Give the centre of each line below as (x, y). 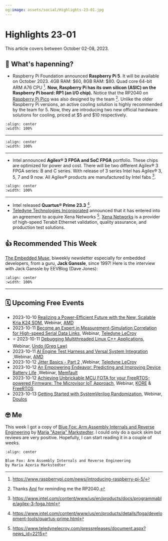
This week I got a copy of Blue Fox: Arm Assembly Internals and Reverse (80, 427)
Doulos (20, 399)
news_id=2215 (27, 534)
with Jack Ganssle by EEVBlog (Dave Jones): (51, 269)
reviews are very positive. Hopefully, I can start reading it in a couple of (78, 438)
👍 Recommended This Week (51, 244)
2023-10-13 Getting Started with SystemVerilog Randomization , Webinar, (87, 394)
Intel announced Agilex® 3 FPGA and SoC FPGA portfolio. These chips (85, 160)
